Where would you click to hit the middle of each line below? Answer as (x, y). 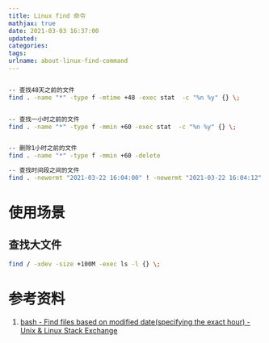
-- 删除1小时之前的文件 (43, 148)
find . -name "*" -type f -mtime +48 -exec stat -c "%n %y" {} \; (124, 98)
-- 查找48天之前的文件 (42, 90)
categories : (28, 46)
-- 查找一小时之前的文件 (44, 119)
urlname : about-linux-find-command (68, 61)
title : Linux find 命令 (47, 16)
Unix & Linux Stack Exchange (69, 330)
